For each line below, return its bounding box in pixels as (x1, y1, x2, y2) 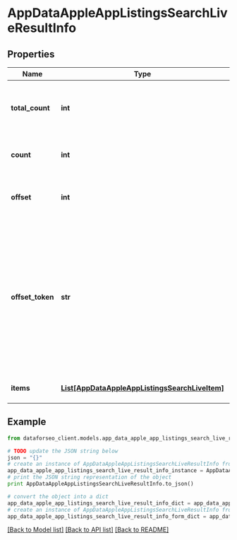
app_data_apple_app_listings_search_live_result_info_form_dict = (7, 512, 207, 520)
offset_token (11, 292, 54, 302)
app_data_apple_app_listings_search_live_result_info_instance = (7, 467, 203, 474)
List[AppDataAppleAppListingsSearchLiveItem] (61, 383, 224, 393)
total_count (11, 103, 50, 112)
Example (7, 416, 47, 428)
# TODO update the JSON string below (7, 447, 119, 454)
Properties (7, 48, 55, 60)
